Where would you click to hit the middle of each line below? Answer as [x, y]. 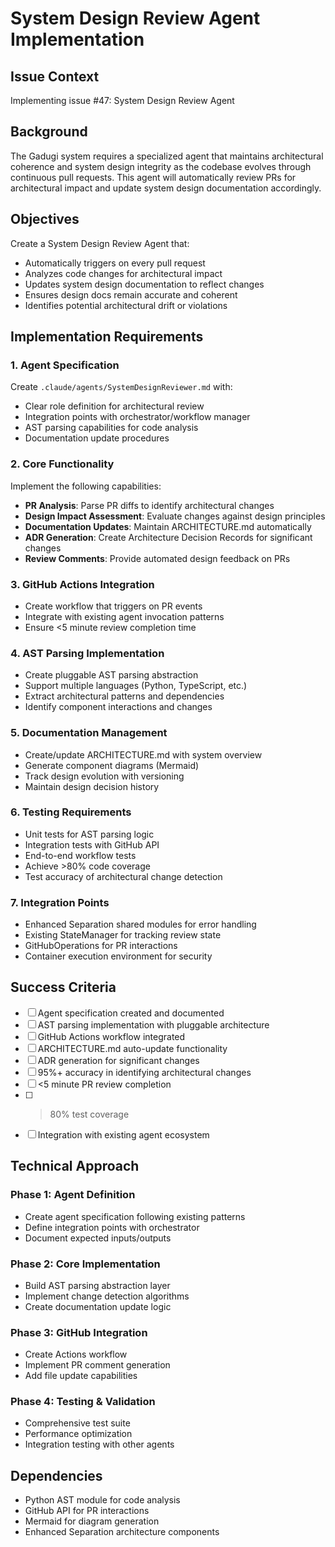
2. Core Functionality [62, 464]
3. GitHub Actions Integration [82, 584]
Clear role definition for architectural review [114, 406]
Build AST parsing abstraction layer [97, 1285]
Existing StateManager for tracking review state [123, 935]
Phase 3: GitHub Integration [79, 1332]
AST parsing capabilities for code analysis [111, 428]
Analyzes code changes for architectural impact [123, 273]
